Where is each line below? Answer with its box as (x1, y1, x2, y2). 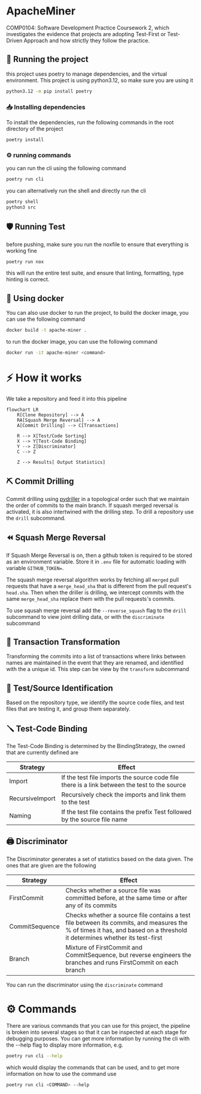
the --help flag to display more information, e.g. (6, 1041, 124, 1048)
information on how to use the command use (6, 1070, 117, 1077)
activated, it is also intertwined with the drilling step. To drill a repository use (6, 508, 194, 515)
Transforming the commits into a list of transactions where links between (6, 653, 186, 660)
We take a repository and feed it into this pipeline (6, 395, 127, 402)
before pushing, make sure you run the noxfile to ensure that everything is (6, 240, 189, 248)
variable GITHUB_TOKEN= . (6, 564, 64, 571)
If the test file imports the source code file (61, 773, 179, 782)
